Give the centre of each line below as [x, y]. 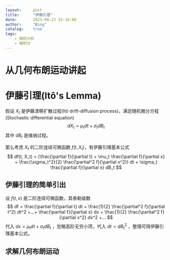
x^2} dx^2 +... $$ [95, 217]
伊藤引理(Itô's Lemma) [53, 96]
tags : [11, 34]
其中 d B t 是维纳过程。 [28, 136]
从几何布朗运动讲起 [46, 70]
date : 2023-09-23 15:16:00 [41, 19]
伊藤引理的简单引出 [36, 185]
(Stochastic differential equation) [40, 117]
